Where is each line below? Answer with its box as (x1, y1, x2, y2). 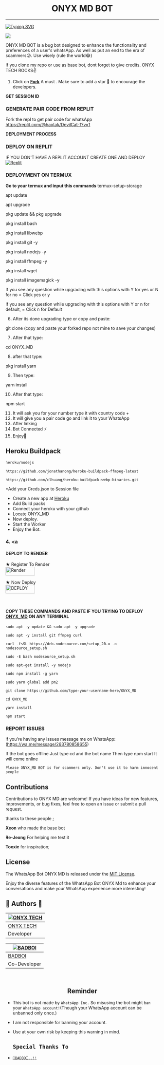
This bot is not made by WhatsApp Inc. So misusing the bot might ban (12, 1000, 151, 1006)
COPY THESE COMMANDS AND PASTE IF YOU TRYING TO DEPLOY (5, 608, 143, 614)
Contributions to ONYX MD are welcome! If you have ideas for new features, (5, 796, 159, 802)
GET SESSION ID (5, 93, 39, 99)
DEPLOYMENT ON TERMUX (5, 171, 72, 178)
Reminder (67, 987, 98, 995)
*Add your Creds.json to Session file (5, 486, 79, 492)
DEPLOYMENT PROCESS (5, 131, 56, 137)
